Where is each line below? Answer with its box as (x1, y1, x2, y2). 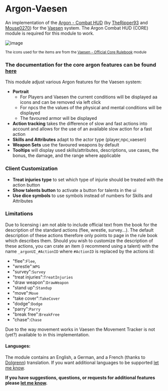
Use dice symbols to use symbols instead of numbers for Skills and (12, 192, 152, 199)
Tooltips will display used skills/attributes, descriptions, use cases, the (12, 147, 159, 153)
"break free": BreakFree (12, 311, 60, 317)
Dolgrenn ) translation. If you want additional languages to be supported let (5, 359, 159, 366)
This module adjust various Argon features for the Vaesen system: (5, 79, 142, 85)
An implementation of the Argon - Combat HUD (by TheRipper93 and (5, 20, 148, 26)
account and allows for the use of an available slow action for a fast (12, 126, 152, 132)
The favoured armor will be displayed (20, 115, 97, 121)
